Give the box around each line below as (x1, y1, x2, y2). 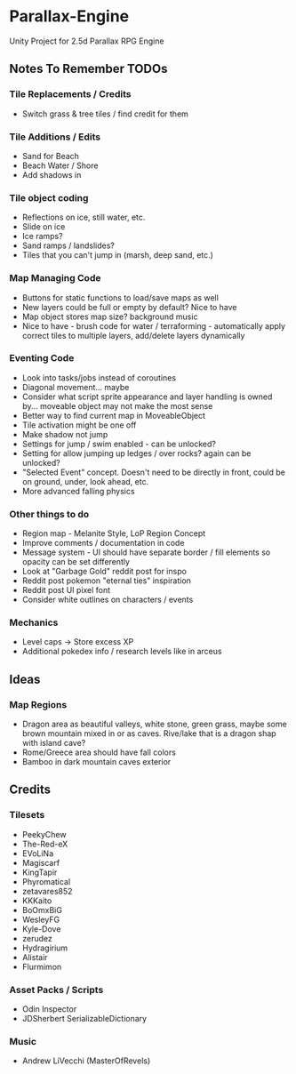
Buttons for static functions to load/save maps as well (21, 292, 220, 303)
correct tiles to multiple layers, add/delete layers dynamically (21, 330, 245, 341)
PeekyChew (21, 829, 67, 839)
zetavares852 (21, 886, 73, 896)
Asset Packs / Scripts (9, 983, 104, 996)
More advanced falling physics (21, 485, 135, 496)
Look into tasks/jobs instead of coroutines (21, 372, 176, 383)
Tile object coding (9, 191, 89, 204)
